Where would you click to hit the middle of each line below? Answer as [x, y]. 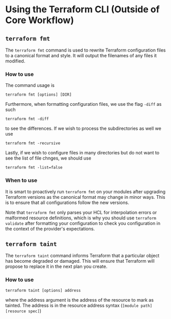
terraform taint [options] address [43, 290]
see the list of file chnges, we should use [48, 158]
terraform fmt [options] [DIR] [39, 95]
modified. [15, 61]
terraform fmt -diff [27, 119]
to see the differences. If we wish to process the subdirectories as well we [83, 128]
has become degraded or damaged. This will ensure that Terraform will [80, 261]
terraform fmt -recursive [33, 143]
